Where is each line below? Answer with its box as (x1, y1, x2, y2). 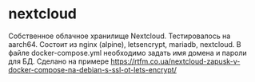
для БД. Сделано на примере (8, 57, 110, 66)
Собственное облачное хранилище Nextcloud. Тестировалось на (8, 31, 231, 41)
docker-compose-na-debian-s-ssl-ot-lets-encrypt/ (8, 64, 177, 74)
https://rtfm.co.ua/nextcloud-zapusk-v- (110, 57, 241, 66)
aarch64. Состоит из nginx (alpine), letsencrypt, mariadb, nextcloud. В (8, 39, 241, 49)
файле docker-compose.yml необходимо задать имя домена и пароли (8, 48, 248, 57)
